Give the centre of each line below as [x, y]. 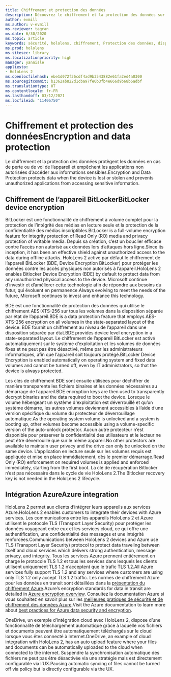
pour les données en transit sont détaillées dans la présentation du [75, 583]
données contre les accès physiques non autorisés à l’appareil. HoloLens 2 [83, 268]
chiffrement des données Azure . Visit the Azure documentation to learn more [85, 604]
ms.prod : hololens [25, 48]
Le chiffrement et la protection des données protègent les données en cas [83, 162]
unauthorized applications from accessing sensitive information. [73, 183]
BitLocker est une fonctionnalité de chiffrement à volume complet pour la [82, 220]
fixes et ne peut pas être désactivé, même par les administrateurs [74, 349]
